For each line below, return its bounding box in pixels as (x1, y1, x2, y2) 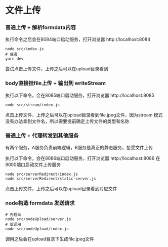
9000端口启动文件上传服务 (5, 161, 61, 168)
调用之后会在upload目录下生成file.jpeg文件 (5, 236, 95, 242)
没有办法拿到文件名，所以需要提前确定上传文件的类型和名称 (5, 118, 130, 124)
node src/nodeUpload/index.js (5, 226, 69, 232)
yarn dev (5, 56, 24, 61)
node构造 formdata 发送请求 (5, 199, 75, 207)
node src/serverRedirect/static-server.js (5, 176, 96, 181)
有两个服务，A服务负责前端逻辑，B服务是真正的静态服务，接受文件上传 (5, 145, 153, 151)
